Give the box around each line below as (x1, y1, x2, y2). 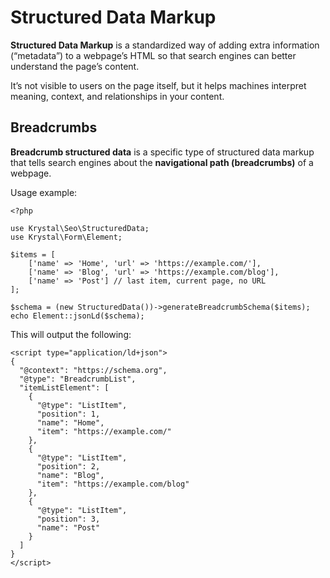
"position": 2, (36, 461, 101, 471)
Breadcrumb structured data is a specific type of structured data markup (10, 146, 315, 158)
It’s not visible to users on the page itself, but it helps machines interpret (10, 79, 307, 91)
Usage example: (10, 186, 78, 198)
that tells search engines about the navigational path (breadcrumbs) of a (10, 156, 314, 168)
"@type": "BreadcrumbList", (19, 374, 137, 384)
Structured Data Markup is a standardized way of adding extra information (10, 39, 320, 51)
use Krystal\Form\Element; (10, 232, 123, 242)
